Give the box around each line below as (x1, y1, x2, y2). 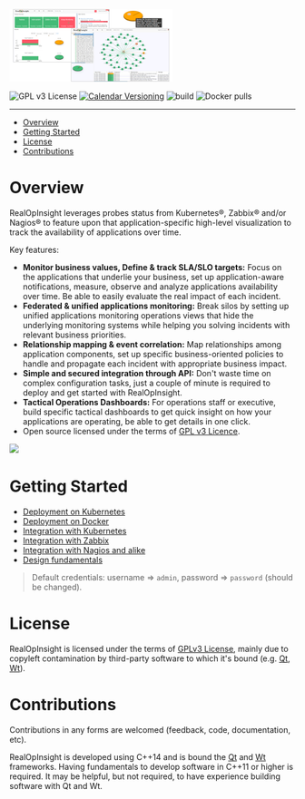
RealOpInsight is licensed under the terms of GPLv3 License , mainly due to (9, 643, 289, 654)
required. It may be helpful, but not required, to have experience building (9, 771, 281, 782)
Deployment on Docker (22, 515, 110, 526)
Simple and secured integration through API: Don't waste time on (22, 367, 271, 378)
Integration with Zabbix (22, 535, 110, 546)
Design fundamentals (22, 554, 103, 565)
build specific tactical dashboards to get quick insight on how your (22, 406, 272, 417)
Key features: (9, 244, 59, 255)
